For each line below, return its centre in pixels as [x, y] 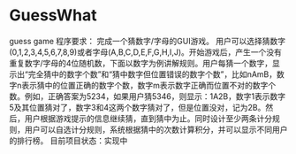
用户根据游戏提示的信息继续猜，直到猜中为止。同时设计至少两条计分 [148, 118]
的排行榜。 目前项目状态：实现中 [68, 140]
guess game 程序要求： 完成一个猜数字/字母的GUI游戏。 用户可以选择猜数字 [148, 41]
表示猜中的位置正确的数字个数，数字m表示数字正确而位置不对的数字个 [149, 85]
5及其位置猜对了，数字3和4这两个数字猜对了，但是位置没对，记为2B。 [137, 107]
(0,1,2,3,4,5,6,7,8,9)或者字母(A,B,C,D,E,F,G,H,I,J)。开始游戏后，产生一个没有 [146, 52]
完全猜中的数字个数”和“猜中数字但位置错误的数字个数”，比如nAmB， [152, 74]
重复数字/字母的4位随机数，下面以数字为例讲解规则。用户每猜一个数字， [141, 63]
